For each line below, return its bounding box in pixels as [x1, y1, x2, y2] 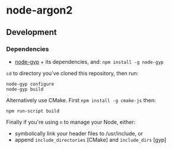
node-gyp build [6, 86, 44, 92]
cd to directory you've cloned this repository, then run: [6, 69, 139, 77]
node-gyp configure [6, 81, 55, 87]
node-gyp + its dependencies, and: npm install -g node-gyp [14, 58, 164, 65]
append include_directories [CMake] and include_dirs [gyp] [14, 136, 167, 143]
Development [6, 27, 58, 37]
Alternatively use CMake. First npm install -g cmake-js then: [6, 96, 156, 103]
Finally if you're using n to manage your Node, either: [6, 118, 136, 125]
